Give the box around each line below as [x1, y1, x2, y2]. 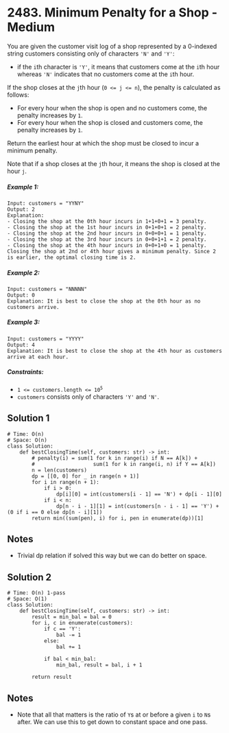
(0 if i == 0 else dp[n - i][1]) [7, 509, 103, 515]
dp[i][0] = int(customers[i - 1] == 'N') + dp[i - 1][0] [56, 491, 223, 498]
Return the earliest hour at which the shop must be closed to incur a [7, 139, 200, 147]
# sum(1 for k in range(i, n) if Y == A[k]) [32, 461, 216, 467]
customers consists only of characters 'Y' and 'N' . [16, 393, 160, 401]
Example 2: [7, 268, 40, 277]
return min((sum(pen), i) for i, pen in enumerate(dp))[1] [32, 515, 204, 522]
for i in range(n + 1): [32, 478, 99, 485]
